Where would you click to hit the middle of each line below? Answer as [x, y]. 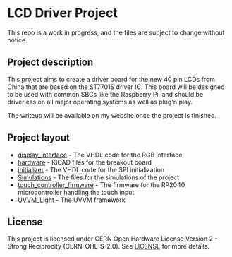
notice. [17, 40]
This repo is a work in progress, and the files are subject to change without [116, 32]
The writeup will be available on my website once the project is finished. [112, 115]
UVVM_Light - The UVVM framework [71, 200]
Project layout [39, 138]
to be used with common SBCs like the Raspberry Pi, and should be [105, 94]
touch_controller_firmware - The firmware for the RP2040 [101, 184]
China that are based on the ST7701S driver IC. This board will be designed [116, 87]
